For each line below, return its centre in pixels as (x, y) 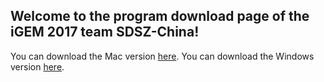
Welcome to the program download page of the (160, 16)
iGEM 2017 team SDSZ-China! (105, 32)
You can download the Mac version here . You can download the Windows (162, 56)
